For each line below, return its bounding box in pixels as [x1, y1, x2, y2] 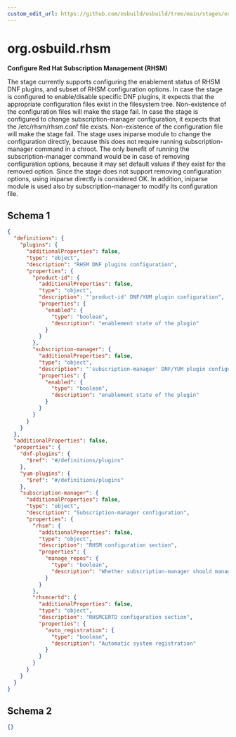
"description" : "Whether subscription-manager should [51, 568, 212, 575]
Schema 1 [7, 209, 51, 221]
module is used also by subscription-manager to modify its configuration [7, 182, 218, 190]
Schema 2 [7, 705, 53, 717]
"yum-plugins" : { [20, 470, 71, 477]
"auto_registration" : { [44, 627, 114, 634]
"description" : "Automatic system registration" [51, 640, 197, 647]
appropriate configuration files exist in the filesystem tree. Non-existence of [7, 100, 227, 108]
